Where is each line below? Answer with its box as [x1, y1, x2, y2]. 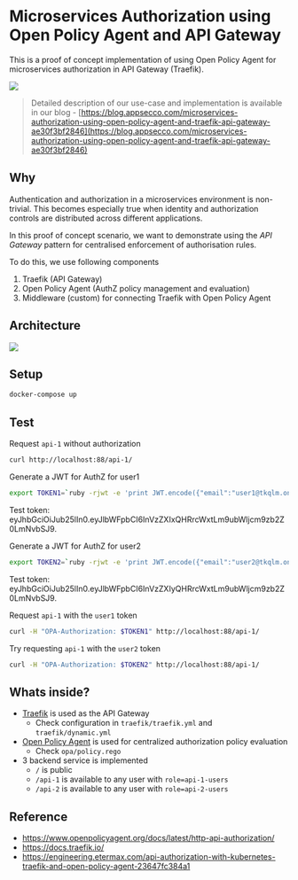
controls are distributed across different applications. [9, 213, 203, 223]
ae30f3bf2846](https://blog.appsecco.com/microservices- [30, 126, 247, 136]
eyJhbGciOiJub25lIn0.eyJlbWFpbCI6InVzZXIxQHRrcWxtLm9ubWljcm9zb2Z [9, 514, 286, 525]
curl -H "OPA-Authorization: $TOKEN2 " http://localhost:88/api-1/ [9, 660, 260, 669]
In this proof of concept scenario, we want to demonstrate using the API [9, 230, 273, 240]
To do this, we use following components [9, 256, 160, 267]
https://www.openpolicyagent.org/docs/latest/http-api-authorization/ [21, 833, 275, 844]
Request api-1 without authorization [9, 439, 141, 449]
